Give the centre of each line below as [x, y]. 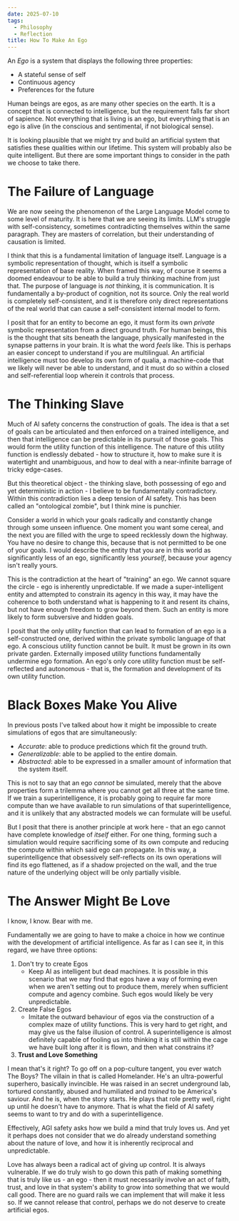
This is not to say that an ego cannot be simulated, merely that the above [115, 782]
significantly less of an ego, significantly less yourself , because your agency [119, 558]
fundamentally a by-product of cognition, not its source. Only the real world [118, 294]
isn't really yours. [33, 565]
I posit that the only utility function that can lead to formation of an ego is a [117, 631]
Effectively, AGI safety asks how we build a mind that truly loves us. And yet [118, 1128]
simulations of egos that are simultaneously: [72, 732]
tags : [15, 21]
